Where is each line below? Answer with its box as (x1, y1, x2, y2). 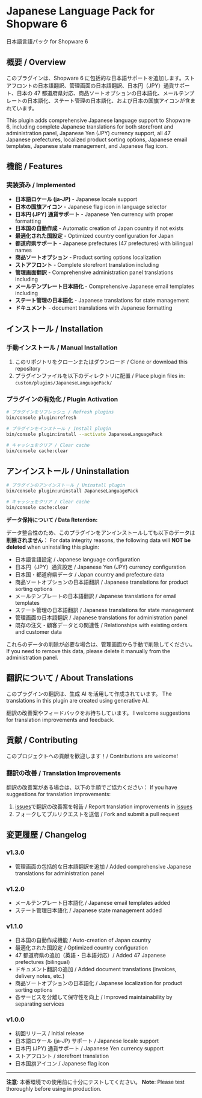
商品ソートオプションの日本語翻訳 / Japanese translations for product (14, 578, 188, 586)
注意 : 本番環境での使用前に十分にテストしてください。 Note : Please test (6, 1079, 185, 1086)
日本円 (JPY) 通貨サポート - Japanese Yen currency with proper (14, 211, 174, 218)
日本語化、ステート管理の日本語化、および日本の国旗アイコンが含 (26, 97, 191, 104)
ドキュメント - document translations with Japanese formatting (14, 304, 173, 311)
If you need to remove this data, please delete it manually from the (6, 647, 171, 654)
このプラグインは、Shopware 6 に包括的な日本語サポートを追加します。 (6, 74, 185, 81)
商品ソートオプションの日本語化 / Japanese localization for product (14, 980, 182, 987)
